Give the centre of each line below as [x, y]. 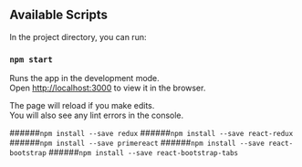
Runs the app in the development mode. [84, 78]
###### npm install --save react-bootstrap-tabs [144, 152]
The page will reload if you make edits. [82, 106]
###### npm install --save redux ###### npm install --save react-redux [151, 133]
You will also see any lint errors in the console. [97, 115]
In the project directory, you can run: [78, 37]
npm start [31, 59]
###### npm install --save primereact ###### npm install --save [137, 143]
